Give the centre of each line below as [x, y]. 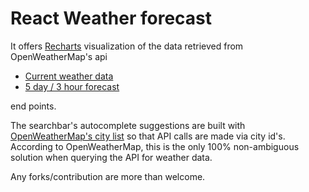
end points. [33, 106]
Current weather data [69, 76]
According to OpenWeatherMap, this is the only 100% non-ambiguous [155, 146]
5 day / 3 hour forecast [72, 86]
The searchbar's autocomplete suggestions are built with [128, 125]
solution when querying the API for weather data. [111, 157]
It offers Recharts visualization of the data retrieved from [127, 46]
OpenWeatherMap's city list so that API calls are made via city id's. [148, 136]
